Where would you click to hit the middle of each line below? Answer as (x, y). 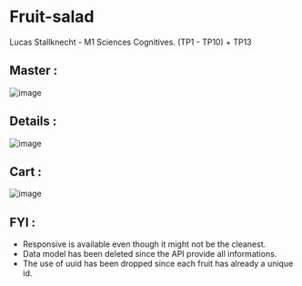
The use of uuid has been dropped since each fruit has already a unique (158, 264)
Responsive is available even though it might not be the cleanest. (144, 244)
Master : (34, 71)
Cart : (26, 172)
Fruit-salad (52, 17)
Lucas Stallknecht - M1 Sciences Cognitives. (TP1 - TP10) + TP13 (131, 42)
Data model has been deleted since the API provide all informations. (150, 254)
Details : (33, 122)
